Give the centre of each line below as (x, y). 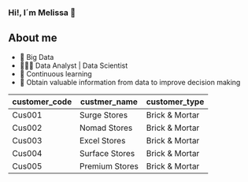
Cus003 (27, 140)
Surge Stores (104, 115)
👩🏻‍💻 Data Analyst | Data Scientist (74, 65)
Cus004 (27, 153)
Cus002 (27, 128)
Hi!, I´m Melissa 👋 (42, 13)
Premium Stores (109, 166)
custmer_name (109, 102)
